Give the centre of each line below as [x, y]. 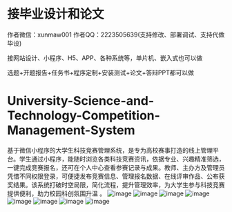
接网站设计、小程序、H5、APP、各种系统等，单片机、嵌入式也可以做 [105, 58]
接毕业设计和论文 [56, 14]
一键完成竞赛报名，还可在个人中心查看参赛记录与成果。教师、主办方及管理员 [116, 167]
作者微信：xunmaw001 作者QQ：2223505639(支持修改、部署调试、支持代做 [116, 35]
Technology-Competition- [84, 116]
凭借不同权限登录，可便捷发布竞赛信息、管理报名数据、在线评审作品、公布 [113, 176]
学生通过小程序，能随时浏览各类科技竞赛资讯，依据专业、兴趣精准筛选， [122, 159]
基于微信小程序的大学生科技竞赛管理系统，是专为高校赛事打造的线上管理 [110, 150]
